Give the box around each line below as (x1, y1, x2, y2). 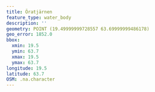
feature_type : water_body (6, 15, 71, 21)
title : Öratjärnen (6, 8, 52, 15)
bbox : (6, 37, 20, 43)
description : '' (6, 20, 47, 26)
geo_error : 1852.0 (6, 31, 52, 38)
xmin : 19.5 (11, 43, 39, 49)
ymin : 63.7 (11, 48, 39, 54)
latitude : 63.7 (6, 71, 45, 77)
